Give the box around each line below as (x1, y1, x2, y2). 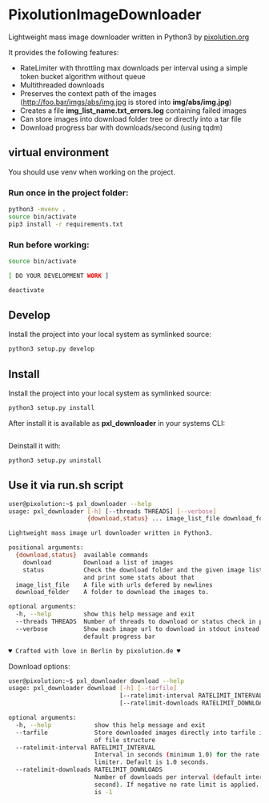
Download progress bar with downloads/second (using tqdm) (19, 122, 223, 132)
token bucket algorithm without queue (19, 71, 146, 81)
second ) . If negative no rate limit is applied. (94, 781, 260, 789)
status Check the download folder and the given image (22, 566, 246, 574)
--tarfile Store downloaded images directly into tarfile (15, 729, 256, 737)
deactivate (8, 286, 45, 294)
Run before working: (8, 239, 90, 250)
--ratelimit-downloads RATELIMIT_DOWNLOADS (15, 766, 163, 774)
